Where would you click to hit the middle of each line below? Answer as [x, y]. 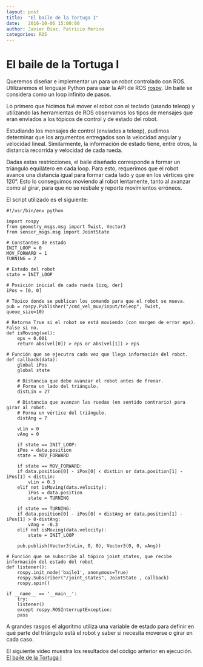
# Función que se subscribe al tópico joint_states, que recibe [89, 557]
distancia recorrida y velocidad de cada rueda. [65, 150]
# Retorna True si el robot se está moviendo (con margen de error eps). [101, 323]
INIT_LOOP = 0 [24, 248]
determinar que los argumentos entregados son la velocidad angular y [94, 137]
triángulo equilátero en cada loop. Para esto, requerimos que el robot [92, 168]
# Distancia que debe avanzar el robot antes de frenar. [91, 381]
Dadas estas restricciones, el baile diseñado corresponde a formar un [93, 162]
